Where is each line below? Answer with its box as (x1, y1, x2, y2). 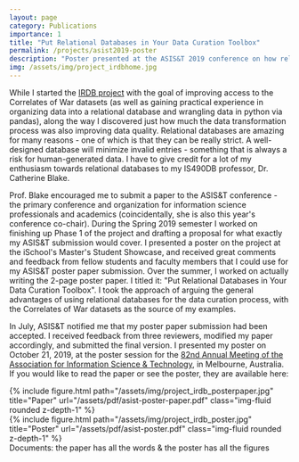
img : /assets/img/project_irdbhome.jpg (9, 63, 158, 72)
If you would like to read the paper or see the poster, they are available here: (9, 367, 289, 379)
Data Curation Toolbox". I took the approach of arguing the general (9, 285, 254, 295)
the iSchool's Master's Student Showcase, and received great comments (9, 246, 277, 257)
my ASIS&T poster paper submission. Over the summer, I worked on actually (9, 265, 289, 276)
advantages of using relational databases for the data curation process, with (9, 293, 289, 304)
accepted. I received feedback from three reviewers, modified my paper (9, 330, 273, 341)
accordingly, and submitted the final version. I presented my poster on (9, 340, 267, 351)
